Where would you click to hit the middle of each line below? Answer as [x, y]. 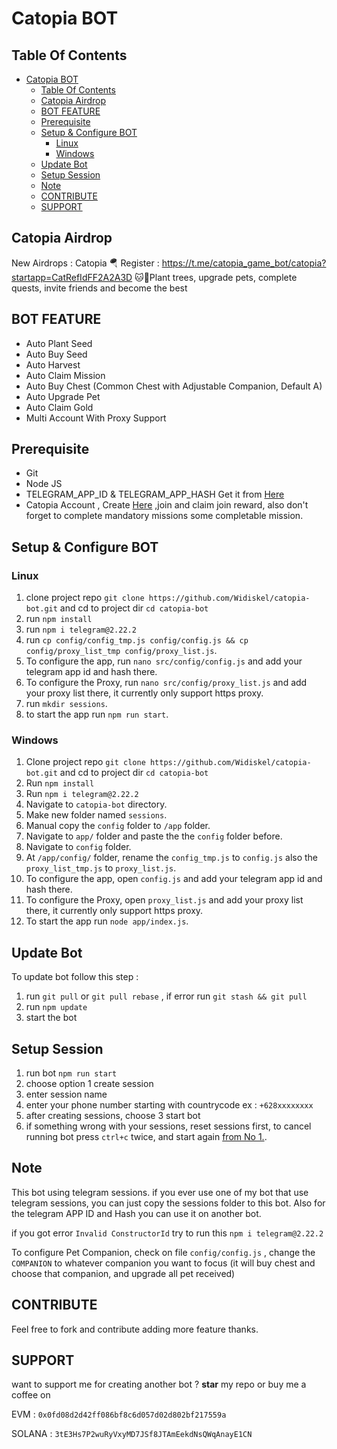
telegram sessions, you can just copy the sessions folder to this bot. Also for [168, 1203]
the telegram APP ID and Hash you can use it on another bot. [136, 1213]
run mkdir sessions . [66, 704]
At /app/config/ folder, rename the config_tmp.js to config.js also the [172, 858]
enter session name [66, 1094]
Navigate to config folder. [78, 847]
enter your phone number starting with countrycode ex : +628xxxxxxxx [169, 1105]
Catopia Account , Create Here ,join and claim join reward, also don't [167, 505]
